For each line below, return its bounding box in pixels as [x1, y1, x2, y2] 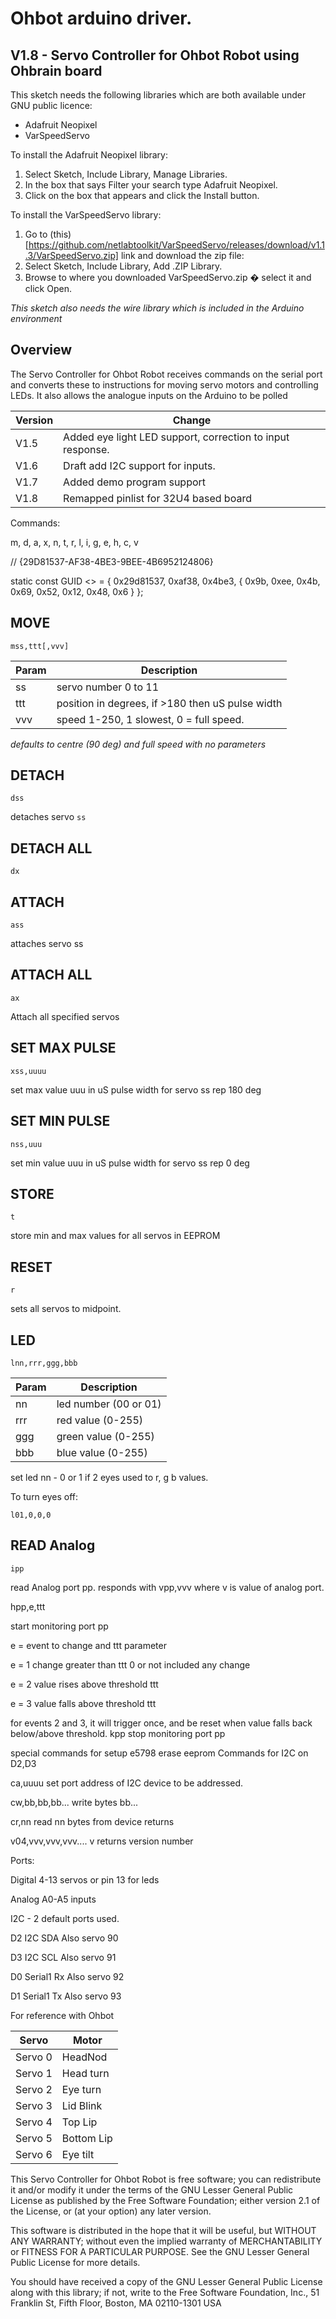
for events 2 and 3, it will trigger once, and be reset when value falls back [10, 1717, 313, 1729]
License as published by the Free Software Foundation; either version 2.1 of [10, 2194, 321, 2206]
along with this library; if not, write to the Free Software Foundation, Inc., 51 [10, 2286, 320, 2298]
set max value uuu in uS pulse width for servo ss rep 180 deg [10, 1083, 262, 1096]
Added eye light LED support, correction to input [63, 430, 290, 444]
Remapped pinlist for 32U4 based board [63, 491, 252, 505]
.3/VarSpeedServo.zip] [24, 250, 119, 261]
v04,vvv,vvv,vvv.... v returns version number [10, 1835, 194, 1847]
